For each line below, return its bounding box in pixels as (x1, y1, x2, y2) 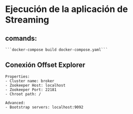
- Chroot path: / (5, 91, 41, 96)
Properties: (5, 74, 30, 79)
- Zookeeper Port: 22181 (5, 87, 57, 92)
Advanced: (5, 100, 26, 105)
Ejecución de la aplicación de (5, 3, 128, 15)
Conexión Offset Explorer (5, 61, 86, 69)
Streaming (5, 14, 49, 25)
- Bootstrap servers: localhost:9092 (5, 104, 84, 109)
